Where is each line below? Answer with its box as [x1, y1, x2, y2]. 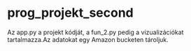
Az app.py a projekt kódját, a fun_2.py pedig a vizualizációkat [7, 28, 184, 36]
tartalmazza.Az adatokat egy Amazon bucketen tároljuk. [7, 35, 169, 43]
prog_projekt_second [7, 5, 134, 21]
